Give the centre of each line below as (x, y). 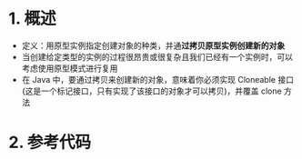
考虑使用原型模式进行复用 (70, 68)
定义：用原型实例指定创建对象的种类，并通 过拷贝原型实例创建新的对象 (153, 45)
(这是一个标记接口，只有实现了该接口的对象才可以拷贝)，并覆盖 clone (152, 91)
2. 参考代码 (50, 143)
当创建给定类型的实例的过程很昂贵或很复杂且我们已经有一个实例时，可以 (157, 56)
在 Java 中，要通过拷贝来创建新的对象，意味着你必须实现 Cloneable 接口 (158, 79)
